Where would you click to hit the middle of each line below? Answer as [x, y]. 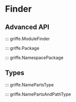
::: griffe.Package [22, 48]
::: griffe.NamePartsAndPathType [38, 94]
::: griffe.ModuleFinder [28, 39]
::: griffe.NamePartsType [29, 84]
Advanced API [27, 27]
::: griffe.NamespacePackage [34, 58]
